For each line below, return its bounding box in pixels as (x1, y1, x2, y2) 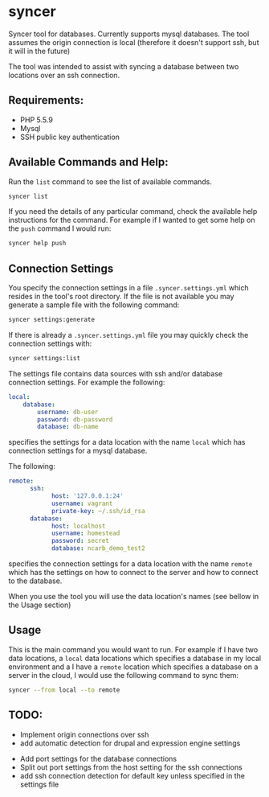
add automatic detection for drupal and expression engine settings (19, 738, 241, 748)
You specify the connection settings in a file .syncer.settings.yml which (8, 283, 249, 293)
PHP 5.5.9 (19, 115, 54, 125)
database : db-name (37, 423, 99, 431)
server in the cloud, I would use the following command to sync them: (8, 670, 239, 680)
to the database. (8, 576, 63, 585)
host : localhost (51, 522, 106, 530)
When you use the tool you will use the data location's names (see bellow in (8, 592, 259, 601)
